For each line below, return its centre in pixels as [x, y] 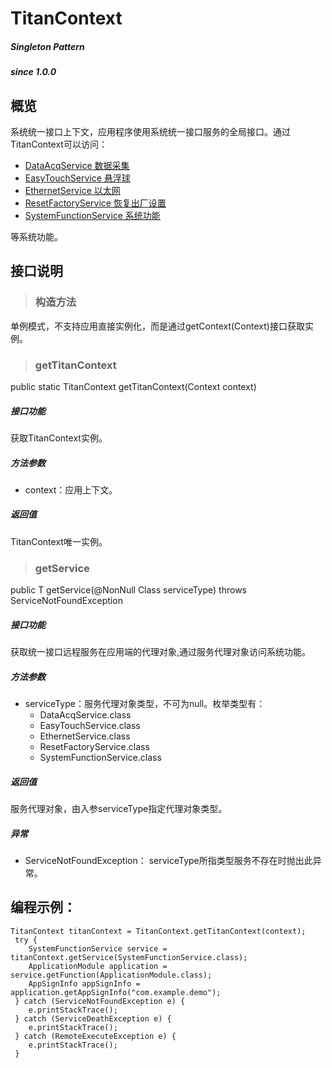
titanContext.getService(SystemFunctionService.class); [129, 957]
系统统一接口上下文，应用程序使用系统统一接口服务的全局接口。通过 [150, 131]
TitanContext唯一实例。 [59, 541]
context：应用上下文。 [71, 489]
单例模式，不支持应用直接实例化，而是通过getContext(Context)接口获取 [157, 326]
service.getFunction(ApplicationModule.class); [111, 975]
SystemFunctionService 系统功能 [92, 215]
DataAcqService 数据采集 [77, 165]
